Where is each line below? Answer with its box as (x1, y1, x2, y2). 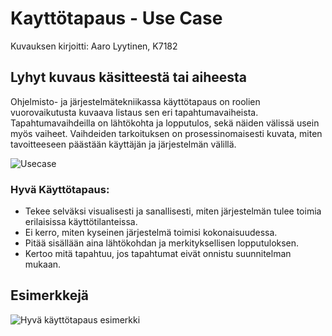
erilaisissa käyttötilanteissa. (24, 216, 138, 228)
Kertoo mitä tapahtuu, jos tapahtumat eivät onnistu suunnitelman (24, 248, 292, 260)
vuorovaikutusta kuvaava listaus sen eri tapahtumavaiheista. (10, 106, 259, 118)
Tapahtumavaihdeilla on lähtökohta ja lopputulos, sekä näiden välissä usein (10, 117, 320, 129)
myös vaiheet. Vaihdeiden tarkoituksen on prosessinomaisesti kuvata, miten (10, 127, 323, 139)
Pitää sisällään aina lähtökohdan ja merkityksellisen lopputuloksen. (24, 237, 300, 249)
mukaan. (24, 258, 62, 271)
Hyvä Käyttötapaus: (10, 182, 110, 196)
